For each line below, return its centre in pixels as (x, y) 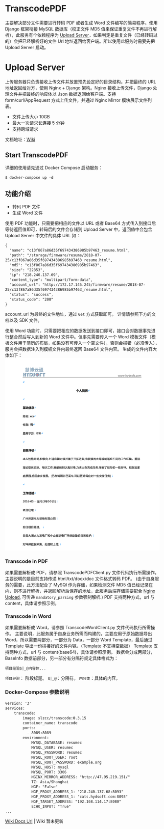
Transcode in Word (28, 616)
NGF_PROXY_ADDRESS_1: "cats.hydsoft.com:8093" (80, 797)
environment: (36, 738)
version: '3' (18, 703)
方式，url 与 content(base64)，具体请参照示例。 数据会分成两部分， (86, 652)
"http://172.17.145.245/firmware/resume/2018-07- (94, 285)
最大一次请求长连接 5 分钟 (38, 123)
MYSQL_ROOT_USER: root (54, 757)
